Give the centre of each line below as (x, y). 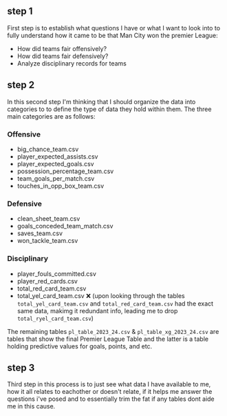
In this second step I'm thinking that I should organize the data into (101, 101)
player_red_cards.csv (47, 281)
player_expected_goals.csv (55, 164)
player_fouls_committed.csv (56, 274)
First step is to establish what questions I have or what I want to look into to (114, 28)
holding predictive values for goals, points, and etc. (80, 346)
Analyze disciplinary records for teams (72, 63)
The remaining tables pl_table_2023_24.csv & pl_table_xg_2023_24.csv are (113, 331)
